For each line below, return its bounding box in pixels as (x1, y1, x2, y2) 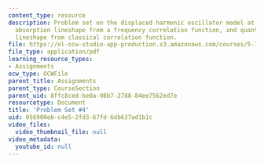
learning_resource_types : (8, 56, 93, 63)
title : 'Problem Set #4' (8, 107, 90, 114)
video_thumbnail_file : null (15, 128, 108, 136)
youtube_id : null (15, 143, 72, 150)
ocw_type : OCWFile (8, 70, 68, 78)
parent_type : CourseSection (8, 84, 101, 92)
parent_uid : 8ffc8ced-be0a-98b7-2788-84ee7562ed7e (8, 92, 178, 100)
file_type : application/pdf (8, 48, 101, 56)
